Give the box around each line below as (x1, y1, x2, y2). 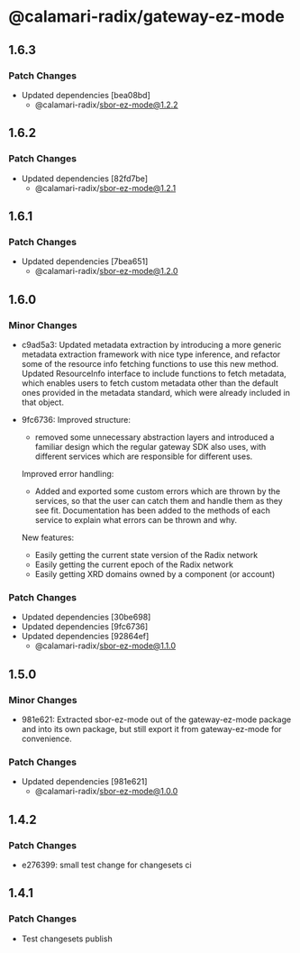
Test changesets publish (21, 933, 114, 944)
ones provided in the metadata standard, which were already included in (21, 387, 290, 398)
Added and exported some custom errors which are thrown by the (34, 485, 281, 497)
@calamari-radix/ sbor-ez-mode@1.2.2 (34, 99, 178, 110)
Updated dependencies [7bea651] (21, 256, 149, 267)
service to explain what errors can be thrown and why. (34, 514, 238, 525)
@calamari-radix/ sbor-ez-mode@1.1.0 (34, 640, 177, 651)
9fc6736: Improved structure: (21, 414, 132, 425)
